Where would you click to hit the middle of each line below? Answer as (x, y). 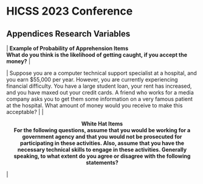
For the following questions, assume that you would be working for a (102, 130)
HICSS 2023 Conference (70, 11)
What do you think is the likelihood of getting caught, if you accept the (97, 55)
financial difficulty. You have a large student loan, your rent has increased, (99, 86)
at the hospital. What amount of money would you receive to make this (95, 105)
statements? (102, 162)
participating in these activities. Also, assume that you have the (102, 143)
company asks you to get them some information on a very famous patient (100, 99)
